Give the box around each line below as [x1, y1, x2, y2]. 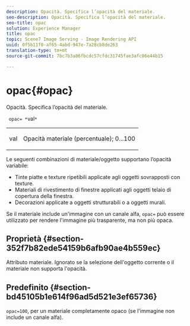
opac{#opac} [6, 84, 73, 97]
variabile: [6, 162, 28, 169]
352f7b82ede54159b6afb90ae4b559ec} [6, 243, 161, 253]
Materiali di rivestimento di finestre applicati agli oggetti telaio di [14, 186, 172, 193]
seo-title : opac [6, 20, 46, 26]
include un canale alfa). [6, 314, 64, 321]
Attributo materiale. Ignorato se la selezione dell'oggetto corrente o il [6, 259, 174, 266]
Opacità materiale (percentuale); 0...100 [23, 134, 135, 143]
